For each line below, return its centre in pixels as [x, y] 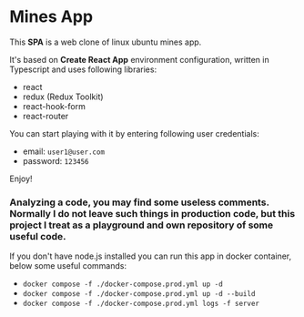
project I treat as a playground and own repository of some [142, 225]
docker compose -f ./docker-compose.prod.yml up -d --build [139, 294]
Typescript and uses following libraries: [83, 69]
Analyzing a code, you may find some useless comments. [140, 202]
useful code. [38, 236]
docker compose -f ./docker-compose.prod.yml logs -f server [141, 304]
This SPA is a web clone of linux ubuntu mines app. [106, 42]
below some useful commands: [68, 266]
